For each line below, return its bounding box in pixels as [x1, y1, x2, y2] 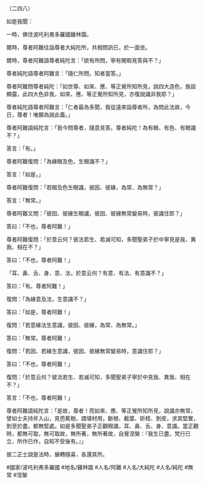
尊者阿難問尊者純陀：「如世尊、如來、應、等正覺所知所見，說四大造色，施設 [6, 83, 196, 90]
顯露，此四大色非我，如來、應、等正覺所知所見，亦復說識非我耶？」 [6, 91, 178, 97]
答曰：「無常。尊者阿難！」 [6, 335, 73, 341]
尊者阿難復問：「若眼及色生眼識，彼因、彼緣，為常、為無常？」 [6, 184, 164, 191]
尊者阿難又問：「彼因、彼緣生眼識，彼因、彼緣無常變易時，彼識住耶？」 [6, 210, 185, 217]
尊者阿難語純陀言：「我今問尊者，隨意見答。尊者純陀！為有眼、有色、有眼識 [6, 124, 196, 131]
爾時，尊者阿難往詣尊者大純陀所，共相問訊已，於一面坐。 [6, 44, 151, 51]
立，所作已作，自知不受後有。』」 [6, 437, 87, 445]
